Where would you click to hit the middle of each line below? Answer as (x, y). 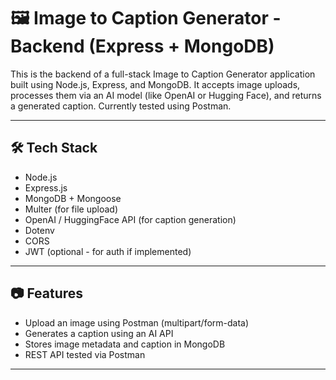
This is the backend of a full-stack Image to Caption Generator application (163, 74)
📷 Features (47, 293)
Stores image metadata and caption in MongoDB (125, 344)
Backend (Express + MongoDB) (142, 46)
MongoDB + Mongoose (73, 198)
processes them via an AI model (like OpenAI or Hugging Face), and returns (166, 95)
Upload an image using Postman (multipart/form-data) (137, 322)
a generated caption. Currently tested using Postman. (121, 106)
